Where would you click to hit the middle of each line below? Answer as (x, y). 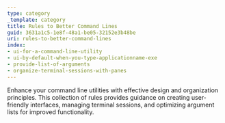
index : (16, 45)
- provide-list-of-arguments (49, 64)
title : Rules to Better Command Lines (62, 26)
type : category (29, 13)
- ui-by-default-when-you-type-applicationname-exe (82, 58)
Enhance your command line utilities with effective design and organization (113, 90)
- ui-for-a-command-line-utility (55, 52)
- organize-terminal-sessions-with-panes (67, 70)
